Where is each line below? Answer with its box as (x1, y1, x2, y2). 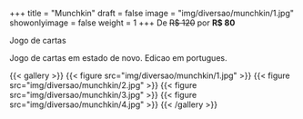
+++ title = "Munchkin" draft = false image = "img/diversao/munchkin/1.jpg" (9, 8, 294, 18)
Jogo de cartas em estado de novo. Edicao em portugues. (9, 53, 227, 63)
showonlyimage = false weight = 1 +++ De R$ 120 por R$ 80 (9, 17, 236, 28)
